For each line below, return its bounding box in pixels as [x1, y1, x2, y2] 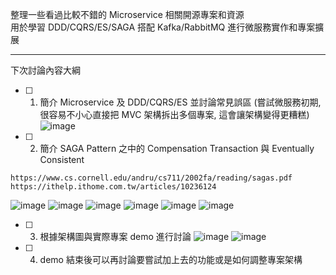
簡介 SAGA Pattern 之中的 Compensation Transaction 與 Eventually [39, 143, 315, 154]
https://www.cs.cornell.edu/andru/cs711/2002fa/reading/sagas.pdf [10, 173, 293, 183]
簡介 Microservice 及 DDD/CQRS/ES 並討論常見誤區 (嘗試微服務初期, [39, 96, 322, 108]
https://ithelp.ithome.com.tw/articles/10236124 [10, 182, 217, 192]
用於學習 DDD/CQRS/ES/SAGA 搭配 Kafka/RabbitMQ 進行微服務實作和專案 [10, 21, 316, 33]
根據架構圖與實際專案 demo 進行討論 [39, 231, 192, 242]
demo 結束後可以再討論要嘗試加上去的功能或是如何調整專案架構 [39, 254, 303, 265]
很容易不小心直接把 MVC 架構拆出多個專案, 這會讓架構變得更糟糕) [39, 109, 310, 120]
